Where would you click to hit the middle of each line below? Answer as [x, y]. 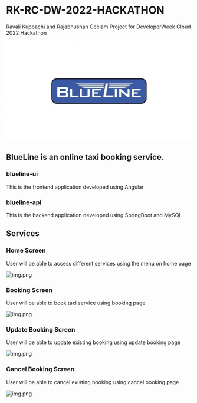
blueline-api [24, 202]
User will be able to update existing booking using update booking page [93, 342]
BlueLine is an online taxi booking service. [85, 157]
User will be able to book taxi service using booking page [76, 303]
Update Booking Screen [41, 329]
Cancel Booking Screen [40, 369]
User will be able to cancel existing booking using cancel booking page [93, 382]
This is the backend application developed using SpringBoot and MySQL [94, 215]
